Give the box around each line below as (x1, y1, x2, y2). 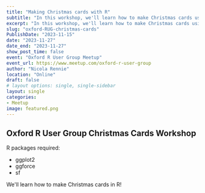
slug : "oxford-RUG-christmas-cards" (6, 26, 99, 32)
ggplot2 (15, 156, 35, 164)
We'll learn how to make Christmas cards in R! (6, 181, 122, 188)
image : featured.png (6, 105, 59, 112)
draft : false (6, 77, 40, 83)
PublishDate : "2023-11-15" (6, 32, 75, 38)
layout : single (6, 89, 45, 95)
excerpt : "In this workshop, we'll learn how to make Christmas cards (6, 20, 190, 26)
